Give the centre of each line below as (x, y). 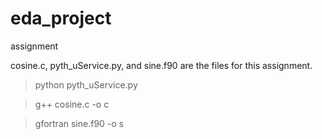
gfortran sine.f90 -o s (79, 123)
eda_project (61, 18)
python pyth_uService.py (86, 84)
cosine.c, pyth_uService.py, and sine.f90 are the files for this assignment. (161, 65)
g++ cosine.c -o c (72, 104)
